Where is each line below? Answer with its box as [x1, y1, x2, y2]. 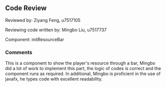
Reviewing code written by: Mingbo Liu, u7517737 [5, 27, 107, 33]
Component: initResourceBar [5, 36, 65, 42]
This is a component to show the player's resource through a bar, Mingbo [5, 60, 156, 66]
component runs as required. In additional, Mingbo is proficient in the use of [5, 71, 161, 77]
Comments [5, 49, 32, 56]
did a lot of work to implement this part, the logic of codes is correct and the [5, 66, 162, 72]
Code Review [5, 4, 47, 12]
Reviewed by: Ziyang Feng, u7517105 [5, 17, 81, 23]
